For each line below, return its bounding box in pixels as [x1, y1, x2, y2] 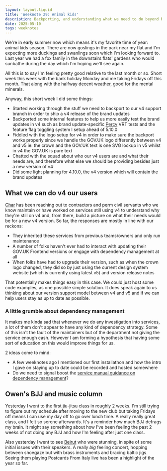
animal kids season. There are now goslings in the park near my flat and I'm [5, 45, 160, 51]
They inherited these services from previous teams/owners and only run [12, 233, 161, 238]
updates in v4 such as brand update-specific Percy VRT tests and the [12, 121, 156, 127]
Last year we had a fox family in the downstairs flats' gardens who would [5, 55, 155, 61]
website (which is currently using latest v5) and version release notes [12, 269, 155, 275]
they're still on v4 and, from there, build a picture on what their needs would [5, 212, 161, 218]
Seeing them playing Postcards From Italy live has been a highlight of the [5, 455, 155, 461]
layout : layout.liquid [5, 7, 52, 12]
